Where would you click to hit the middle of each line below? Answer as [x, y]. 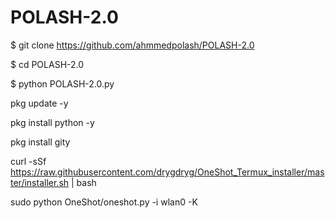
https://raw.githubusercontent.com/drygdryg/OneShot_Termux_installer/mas [167, 172]
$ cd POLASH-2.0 [47, 64]
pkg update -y [39, 103]
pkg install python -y [52, 122]
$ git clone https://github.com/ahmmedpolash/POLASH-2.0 [132, 45]
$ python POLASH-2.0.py [62, 83]
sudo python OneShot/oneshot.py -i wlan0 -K [104, 202]
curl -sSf [28, 161]
